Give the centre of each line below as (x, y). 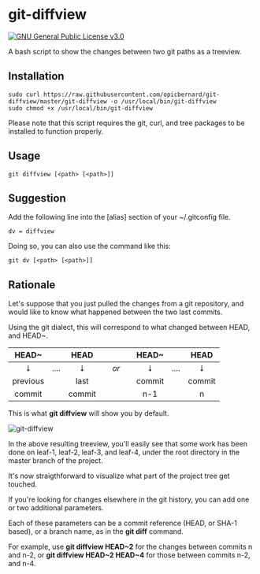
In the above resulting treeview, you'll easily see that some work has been (128, 444)
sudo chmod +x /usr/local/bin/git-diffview (81, 108)
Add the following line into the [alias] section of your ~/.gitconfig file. (119, 217)
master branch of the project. (56, 461)
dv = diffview (32, 231)
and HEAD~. (28, 335)
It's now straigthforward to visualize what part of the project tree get (119, 476)
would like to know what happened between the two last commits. (115, 312)
